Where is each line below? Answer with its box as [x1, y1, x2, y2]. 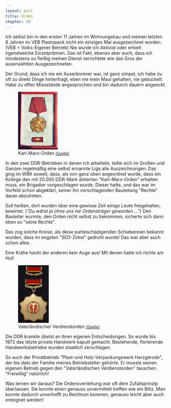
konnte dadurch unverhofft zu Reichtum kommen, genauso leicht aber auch [5, 392, 164, 398]
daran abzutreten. [5, 192, 43, 199]
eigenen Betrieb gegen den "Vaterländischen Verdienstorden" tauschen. [5, 365, 158, 371]
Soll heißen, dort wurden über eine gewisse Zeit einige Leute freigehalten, [5, 203, 161, 209]
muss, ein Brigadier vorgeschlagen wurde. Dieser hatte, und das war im [5, 182, 156, 188]
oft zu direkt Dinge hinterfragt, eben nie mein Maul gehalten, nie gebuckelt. [5, 76, 163, 82]
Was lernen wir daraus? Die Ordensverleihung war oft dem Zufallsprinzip [5, 380, 158, 386]
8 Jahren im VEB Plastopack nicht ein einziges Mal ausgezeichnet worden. [5, 39, 162, 46]
